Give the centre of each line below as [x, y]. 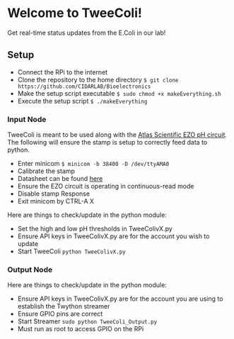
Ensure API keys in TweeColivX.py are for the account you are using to [120, 299]
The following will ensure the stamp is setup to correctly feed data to [107, 143]
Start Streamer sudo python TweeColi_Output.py [87, 321]
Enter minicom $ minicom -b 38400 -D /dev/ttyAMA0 [93, 164]
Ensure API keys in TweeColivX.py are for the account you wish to [113, 236]
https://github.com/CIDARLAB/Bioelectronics [84, 87]
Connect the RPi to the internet [63, 72]
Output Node [30, 269]
